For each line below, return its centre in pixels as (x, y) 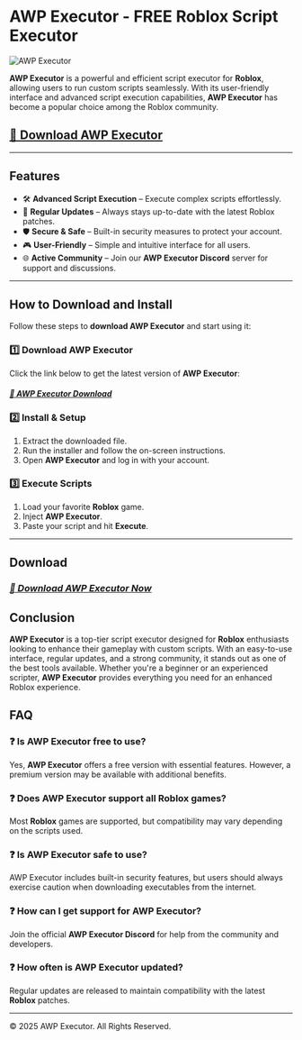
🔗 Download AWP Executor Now (81, 588)
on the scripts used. (46, 830)
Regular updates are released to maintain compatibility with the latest (138, 990)
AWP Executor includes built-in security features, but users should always (146, 878)
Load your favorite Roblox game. (83, 506)
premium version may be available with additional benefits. (118, 774)
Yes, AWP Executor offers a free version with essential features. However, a (150, 764)
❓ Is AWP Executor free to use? (78, 742)
